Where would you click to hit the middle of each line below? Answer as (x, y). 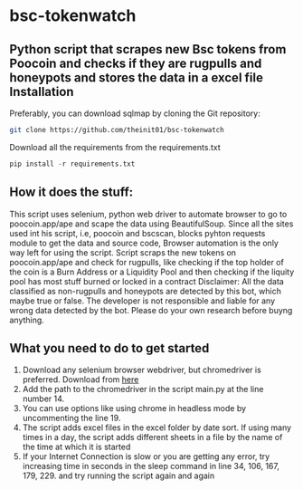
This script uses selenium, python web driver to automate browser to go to (148, 214)
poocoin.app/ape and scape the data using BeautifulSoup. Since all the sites (151, 224)
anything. (27, 320)
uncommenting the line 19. (71, 418)
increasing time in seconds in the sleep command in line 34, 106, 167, (151, 466)
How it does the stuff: (71, 192)
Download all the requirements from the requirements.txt (115, 147)
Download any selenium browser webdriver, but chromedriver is (142, 370)
